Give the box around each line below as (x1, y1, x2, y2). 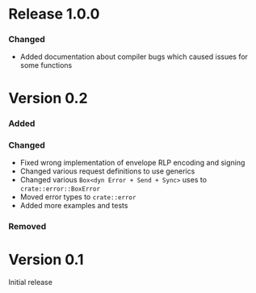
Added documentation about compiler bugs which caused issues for (19, 52, 249, 61)
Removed (8, 220, 47, 232)
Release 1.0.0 (8, 5, 100, 23)
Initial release (8, 277, 52, 287)
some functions (19, 61, 73, 70)
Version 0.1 (8, 251, 84, 269)
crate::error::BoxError (19, 185, 101, 193)
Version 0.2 (8, 89, 88, 107)
